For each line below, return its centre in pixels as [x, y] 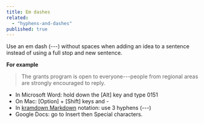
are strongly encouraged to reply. [63, 83]
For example [22, 65]
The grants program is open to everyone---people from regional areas [110, 76]
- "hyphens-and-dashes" [42, 23]
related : [17, 18]
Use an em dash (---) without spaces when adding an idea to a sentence [98, 46]
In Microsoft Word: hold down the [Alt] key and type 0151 [86, 95]
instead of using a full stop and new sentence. [64, 53]
